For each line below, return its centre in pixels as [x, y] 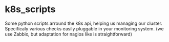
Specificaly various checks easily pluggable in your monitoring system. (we [84, 28]
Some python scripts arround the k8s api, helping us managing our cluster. [83, 23]
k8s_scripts [30, 9]
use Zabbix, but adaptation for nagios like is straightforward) [69, 34]
